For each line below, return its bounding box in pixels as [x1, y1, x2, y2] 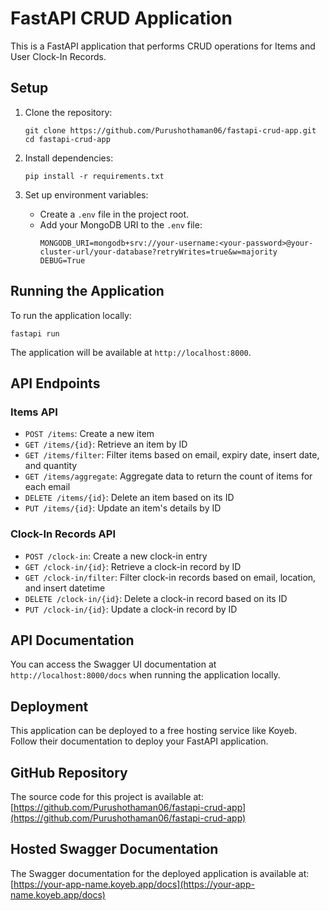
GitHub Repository [10, 764, 128, 781]
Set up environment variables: [24, 188, 149, 201]
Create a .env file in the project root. [39, 208, 190, 220]
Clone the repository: [24, 106, 113, 118]
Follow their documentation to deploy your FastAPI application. [10, 735, 269, 747]
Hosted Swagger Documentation [10, 841, 219, 858]
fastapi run [10, 328, 60, 339]
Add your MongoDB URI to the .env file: [39, 218, 203, 231]
